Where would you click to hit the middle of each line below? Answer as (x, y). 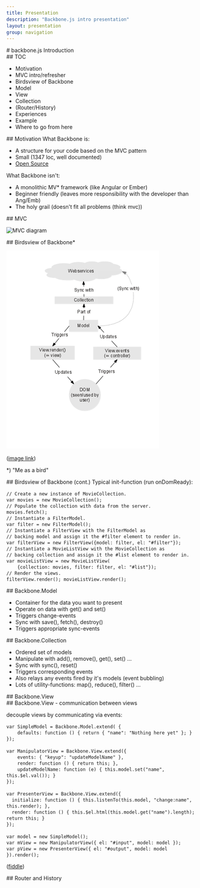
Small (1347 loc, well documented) (59, 157)
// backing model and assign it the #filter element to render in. (94, 537)
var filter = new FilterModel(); (49, 525)
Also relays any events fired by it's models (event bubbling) (90, 679)
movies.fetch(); (27, 512)
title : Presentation (33, 13)
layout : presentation (34, 26)
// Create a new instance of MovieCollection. (66, 494)
